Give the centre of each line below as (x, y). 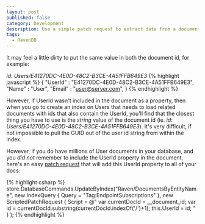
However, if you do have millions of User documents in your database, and (100, 151)
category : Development (35, 23)
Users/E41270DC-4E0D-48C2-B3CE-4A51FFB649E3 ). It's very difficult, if (99, 126)
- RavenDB (24, 40)
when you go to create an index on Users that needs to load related (91, 107)
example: (18, 64)
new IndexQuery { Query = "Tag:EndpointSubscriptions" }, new (94, 195)
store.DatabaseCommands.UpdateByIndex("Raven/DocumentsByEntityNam (102, 189)
